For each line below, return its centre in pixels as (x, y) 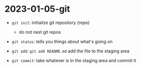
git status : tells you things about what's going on (62, 41)
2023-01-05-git (37, 9)
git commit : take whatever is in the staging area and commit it (74, 60)
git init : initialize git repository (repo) (50, 23)
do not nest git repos (40, 32)
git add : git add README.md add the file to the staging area (70, 51)
